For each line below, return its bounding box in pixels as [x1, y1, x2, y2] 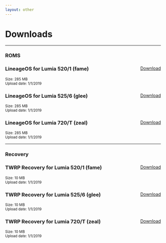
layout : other [5, 7, 35, 12]
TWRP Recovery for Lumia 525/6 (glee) [5, 191, 101, 198]
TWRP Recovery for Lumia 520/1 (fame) [5, 164, 102, 171]
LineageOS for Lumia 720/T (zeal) [5, 120, 88, 126]
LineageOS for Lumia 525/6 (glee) [5, 92, 88, 99]
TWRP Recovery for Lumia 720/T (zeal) [5, 218, 101, 225]
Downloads [5, 28, 53, 40]
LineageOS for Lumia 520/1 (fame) [5, 65, 89, 72]
